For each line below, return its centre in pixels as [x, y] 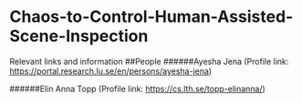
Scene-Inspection [79, 36]
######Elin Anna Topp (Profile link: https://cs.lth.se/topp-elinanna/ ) [138, 88]
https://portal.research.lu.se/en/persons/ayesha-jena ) [111, 71]
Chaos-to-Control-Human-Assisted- [151, 17]
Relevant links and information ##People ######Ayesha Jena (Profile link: [149, 61]
